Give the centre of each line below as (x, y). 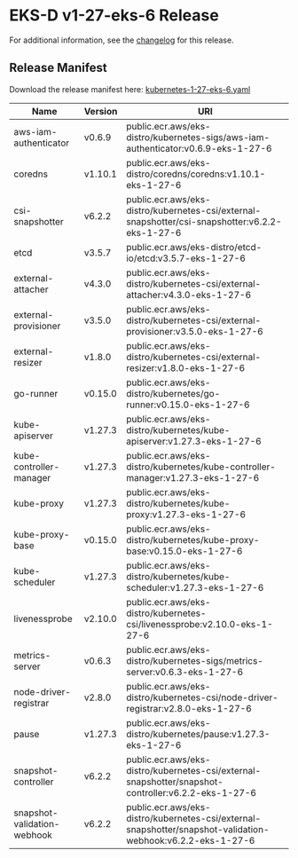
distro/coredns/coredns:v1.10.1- (196, 174)
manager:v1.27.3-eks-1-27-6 (192, 477)
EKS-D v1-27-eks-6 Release (114, 16)
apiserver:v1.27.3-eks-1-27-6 (193, 441)
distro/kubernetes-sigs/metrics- (195, 660)
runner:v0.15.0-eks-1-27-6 (188, 405)
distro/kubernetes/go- (173, 393)
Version (101, 111)
